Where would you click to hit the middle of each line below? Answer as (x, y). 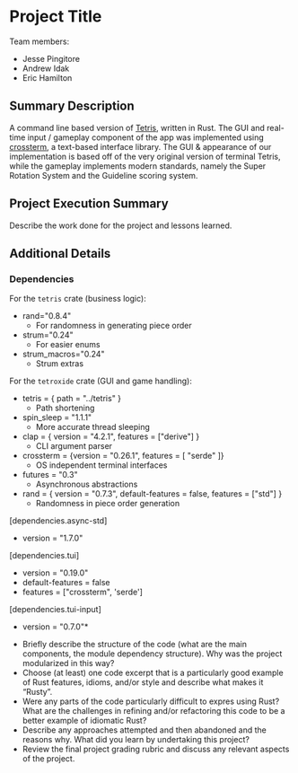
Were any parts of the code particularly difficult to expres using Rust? (151, 701)
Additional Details (60, 253)
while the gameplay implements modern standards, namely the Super (138, 166)
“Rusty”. (37, 692)
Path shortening (65, 408)
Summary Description (72, 106)
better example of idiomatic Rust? (84, 721)
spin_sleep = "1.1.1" (57, 417)
